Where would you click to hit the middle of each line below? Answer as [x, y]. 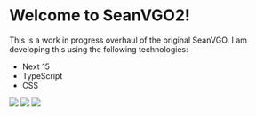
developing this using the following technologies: [99, 49]
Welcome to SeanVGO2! [100, 15]
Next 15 [36, 66]
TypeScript [42, 75]
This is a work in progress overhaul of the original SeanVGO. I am [128, 40]
